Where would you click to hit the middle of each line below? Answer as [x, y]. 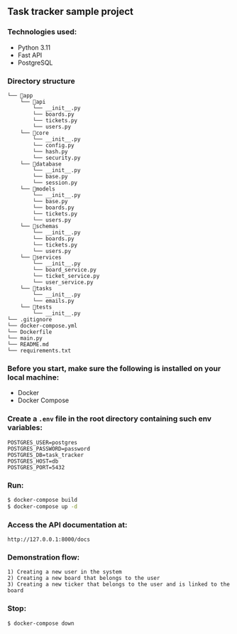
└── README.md [28, 344]
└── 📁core [35, 133]
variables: [25, 428]
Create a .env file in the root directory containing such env [109, 419]
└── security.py [57, 158]
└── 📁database [41, 164]
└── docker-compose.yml [43, 326]
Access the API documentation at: [67, 525]
